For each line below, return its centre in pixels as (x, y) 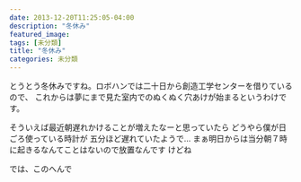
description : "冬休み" (50, 26)
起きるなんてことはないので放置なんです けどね (104, 150)
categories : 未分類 (44, 59)
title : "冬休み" (38, 51)
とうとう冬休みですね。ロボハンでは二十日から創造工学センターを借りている (151, 86)
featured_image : (40, 34)
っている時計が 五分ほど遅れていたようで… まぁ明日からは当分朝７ (156, 139)
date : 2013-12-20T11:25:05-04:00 (72, 17)
